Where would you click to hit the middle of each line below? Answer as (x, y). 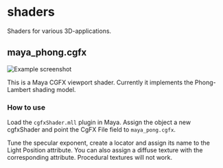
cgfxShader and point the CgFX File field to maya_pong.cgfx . (92, 130)
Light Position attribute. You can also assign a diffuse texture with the (105, 150)
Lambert (19, 89)
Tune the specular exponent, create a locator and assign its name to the (109, 143)
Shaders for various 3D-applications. (59, 31)
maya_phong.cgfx (47, 52)
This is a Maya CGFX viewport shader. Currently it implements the (100, 82)
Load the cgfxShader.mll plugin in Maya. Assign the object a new (99, 122)
